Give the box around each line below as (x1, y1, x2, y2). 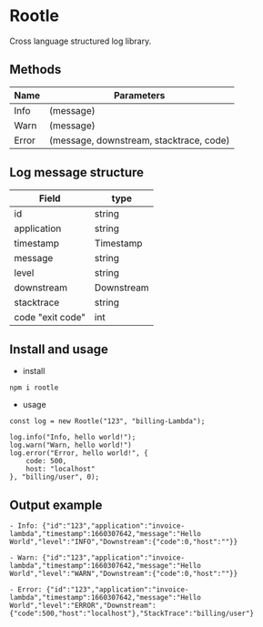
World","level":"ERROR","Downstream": (9, 602, 157, 611)
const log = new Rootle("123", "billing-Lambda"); (9, 417, 206, 426)
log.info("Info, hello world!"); (9, 433, 137, 442)
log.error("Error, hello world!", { (9, 449, 148, 458)
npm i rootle (9, 383, 59, 392)
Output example (9, 497, 103, 512)
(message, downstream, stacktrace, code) (48, 134, 230, 147)
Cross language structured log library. (9, 35, 152, 46)
